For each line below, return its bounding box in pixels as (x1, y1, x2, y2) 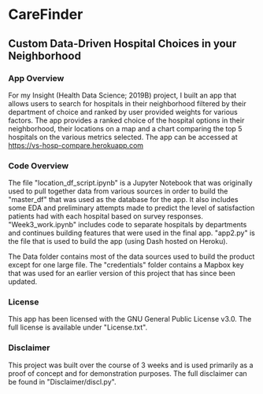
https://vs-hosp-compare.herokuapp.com (8, 140, 144, 150)
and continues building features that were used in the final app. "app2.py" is (8, 228, 256, 238)
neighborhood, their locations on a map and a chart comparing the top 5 (8, 123, 243, 133)
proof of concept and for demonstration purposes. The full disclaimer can (8, 368, 248, 378)
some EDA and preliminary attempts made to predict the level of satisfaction (8, 203, 255, 213)
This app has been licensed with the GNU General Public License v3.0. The (8, 315, 252, 324)
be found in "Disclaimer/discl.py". (8, 377, 117, 386)
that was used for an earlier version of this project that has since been (8, 269, 236, 278)
